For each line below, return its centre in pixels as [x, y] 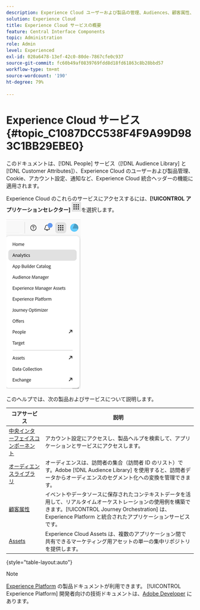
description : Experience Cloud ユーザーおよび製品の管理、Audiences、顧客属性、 [100, 13]
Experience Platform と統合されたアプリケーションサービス [118, 517]
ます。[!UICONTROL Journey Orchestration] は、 [110, 509]
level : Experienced [30, 51]
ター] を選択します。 [87, 210]
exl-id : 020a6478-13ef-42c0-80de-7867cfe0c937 [65, 57]
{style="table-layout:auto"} [39, 562]
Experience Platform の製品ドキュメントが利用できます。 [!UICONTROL [94, 586]
